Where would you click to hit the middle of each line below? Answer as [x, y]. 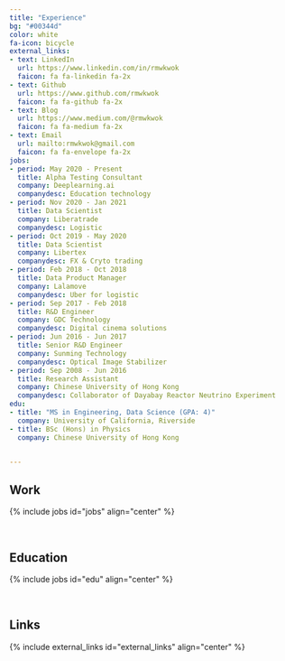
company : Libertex [52, 253]
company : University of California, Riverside [106, 421]
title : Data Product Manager [72, 278]
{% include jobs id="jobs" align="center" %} [92, 512]
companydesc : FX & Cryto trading [80, 261]
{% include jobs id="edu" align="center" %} [91, 579]
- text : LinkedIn [42, 60]
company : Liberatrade [58, 219]
